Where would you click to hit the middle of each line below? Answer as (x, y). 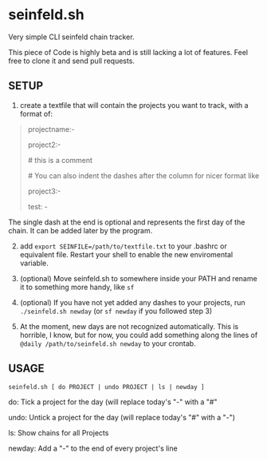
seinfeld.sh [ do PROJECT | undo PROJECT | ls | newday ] (106, 387)
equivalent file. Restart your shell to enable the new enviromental (126, 254)
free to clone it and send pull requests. (72, 61)
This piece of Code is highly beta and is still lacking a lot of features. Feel (128, 52)
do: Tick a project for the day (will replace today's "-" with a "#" (113, 402)
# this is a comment (60, 160)
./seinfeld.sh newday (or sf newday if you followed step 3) (116, 311)
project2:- (44, 145)
